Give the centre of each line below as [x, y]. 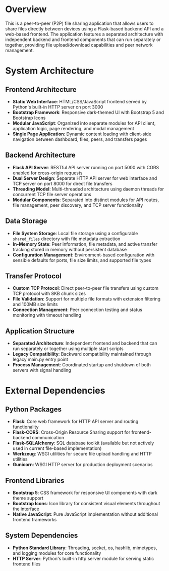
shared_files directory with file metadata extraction [66, 239]
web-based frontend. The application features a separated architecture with [84, 34]
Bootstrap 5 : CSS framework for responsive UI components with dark [85, 493]
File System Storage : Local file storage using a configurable [75, 233]
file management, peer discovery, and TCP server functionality [78, 205]
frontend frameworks [35, 520]
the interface [26, 509]
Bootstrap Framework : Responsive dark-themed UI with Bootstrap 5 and [88, 112]
